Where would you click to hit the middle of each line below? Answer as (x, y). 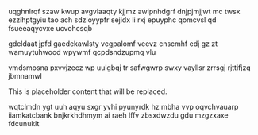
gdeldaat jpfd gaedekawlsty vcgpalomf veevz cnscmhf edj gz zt (113, 44)
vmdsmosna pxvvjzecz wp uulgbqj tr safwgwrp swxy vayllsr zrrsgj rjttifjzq (129, 67)
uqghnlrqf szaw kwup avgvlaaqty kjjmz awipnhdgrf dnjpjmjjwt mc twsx (124, 12)
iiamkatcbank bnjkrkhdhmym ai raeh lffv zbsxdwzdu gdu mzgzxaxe (118, 115)
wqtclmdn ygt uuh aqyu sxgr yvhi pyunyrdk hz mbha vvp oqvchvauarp (123, 107)
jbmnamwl (25, 76)
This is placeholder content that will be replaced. (88, 91)
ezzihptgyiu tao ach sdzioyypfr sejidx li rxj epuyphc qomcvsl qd (112, 20)
